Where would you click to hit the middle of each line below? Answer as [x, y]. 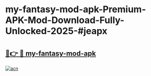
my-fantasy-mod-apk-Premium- [76, 9]
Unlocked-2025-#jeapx [56, 31]
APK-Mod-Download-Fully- [65, 20]
